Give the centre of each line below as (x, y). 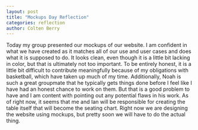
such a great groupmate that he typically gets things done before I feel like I (99, 83)
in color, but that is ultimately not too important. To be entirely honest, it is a (99, 64)
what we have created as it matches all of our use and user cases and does (99, 52)
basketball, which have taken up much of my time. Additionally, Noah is (94, 77)
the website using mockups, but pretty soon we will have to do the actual (96, 115)
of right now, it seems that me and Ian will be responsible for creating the (96, 102)
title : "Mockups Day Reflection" (48, 17)
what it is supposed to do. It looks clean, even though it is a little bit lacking (98, 58)
